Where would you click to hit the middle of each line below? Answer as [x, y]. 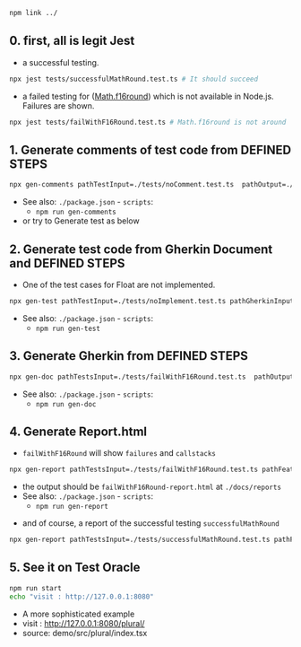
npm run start [36, 588]
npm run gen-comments [76, 212]
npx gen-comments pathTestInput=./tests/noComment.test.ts [122, 185]
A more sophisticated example [78, 614]
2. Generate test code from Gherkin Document [141, 249]
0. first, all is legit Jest [72, 41]
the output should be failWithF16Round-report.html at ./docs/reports [152, 487]
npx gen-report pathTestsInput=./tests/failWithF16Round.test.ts [133, 470]
